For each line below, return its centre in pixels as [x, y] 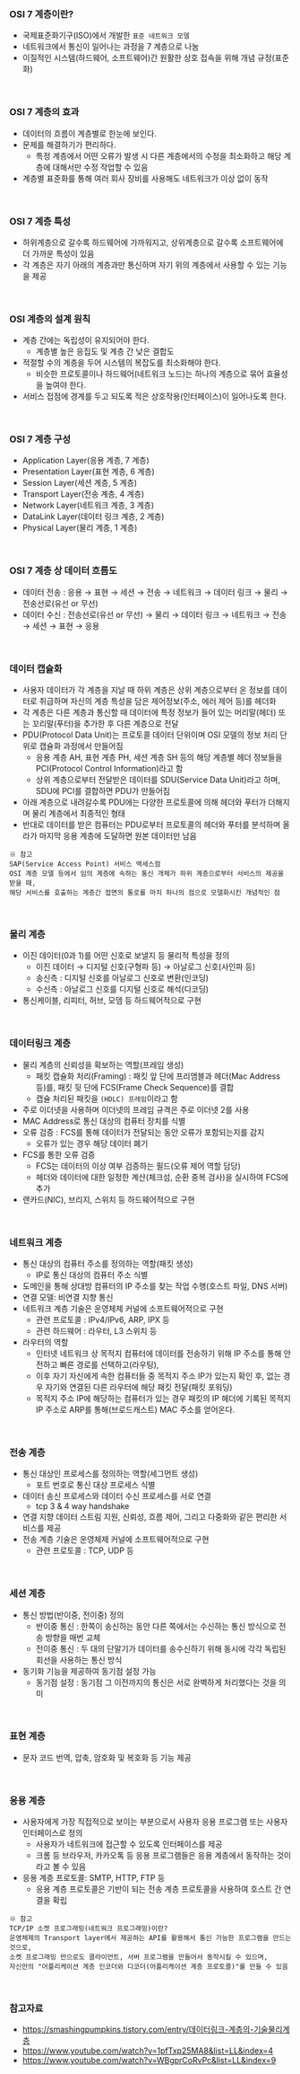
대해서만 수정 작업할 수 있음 [100, 167]
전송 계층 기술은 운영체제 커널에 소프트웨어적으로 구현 [116, 1540]
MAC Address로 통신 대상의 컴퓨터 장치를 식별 [104, 1121]
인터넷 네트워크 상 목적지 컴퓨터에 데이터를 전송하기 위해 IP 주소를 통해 [159, 1353]
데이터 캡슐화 [36, 668]
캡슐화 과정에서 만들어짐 [81, 746]
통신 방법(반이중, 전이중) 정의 [73, 1615]
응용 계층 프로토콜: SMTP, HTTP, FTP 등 [94, 1878]
